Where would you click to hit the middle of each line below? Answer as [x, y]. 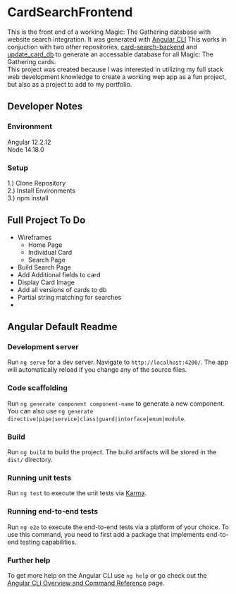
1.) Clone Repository [37, 183]
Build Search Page [44, 267]
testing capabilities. [48, 542]
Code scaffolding [38, 388]
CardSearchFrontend [70, 12]
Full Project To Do [46, 220]
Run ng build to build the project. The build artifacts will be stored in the [112, 452]
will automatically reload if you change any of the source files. [97, 370]
